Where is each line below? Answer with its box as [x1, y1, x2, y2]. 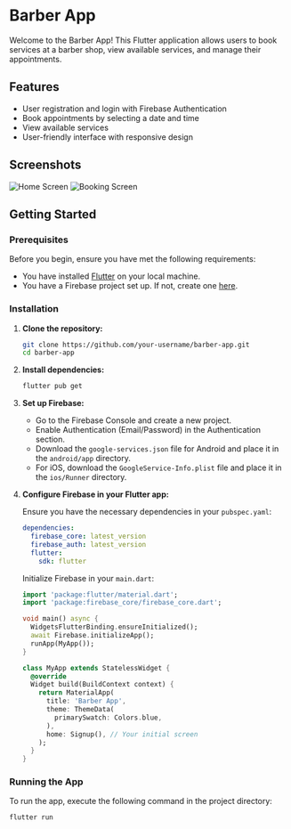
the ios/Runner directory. [35, 472, 127, 483]
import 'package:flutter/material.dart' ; [21, 589, 179, 599]
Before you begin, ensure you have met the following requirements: [9, 254, 256, 264]
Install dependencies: [21, 364, 105, 375]
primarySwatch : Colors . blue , [54, 713, 163, 722]
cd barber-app [21, 348, 75, 357]
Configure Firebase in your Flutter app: [21, 489, 169, 500]
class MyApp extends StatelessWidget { [21, 663, 171, 672]
